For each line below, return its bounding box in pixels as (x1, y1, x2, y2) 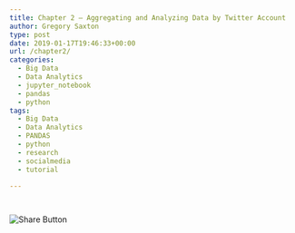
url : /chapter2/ (9, 47, 71, 56)
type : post (9, 30, 51, 39)
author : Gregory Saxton (9, 22, 100, 31)
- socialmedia (17, 156, 71, 166)
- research (17, 148, 59, 157)
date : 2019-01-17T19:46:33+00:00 (9, 38, 136, 48)
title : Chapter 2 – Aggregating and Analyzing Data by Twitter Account (9, 13, 286, 23)
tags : (9, 106, 30, 115)
